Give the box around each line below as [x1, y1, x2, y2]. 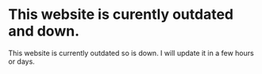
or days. [8, 57, 36, 66]
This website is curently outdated [8, 6, 234, 24]
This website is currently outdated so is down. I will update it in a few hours [8, 48, 254, 57]
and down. [8, 22, 79, 40]
